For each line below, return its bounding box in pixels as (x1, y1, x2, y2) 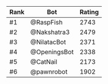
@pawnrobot (30, 68, 68, 75)
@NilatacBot (30, 38, 66, 46)
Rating (79, 8, 99, 16)
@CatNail (30, 58, 58, 66)
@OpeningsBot (30, 48, 74, 56)
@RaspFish (30, 18, 63, 26)
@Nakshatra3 (30, 28, 70, 36)
